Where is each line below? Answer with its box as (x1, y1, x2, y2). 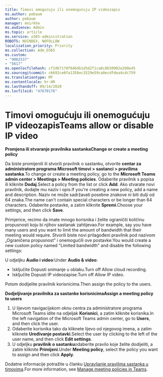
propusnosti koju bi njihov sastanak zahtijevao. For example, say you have (5, 222, 152, 228)
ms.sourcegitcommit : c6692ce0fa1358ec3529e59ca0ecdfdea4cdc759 (5, 71, 136, 75)
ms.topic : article (5, 30, 42, 35)
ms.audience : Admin (5, 25, 45, 30)
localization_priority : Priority (5, 43, 73, 48)
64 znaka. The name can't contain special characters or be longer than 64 (5, 197, 152, 203)
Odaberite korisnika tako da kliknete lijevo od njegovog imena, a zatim (12, 326, 152, 332)
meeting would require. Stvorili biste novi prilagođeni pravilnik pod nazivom (5, 232, 155, 238)
